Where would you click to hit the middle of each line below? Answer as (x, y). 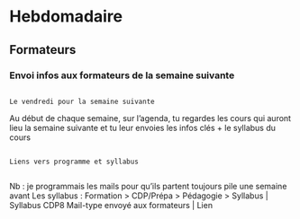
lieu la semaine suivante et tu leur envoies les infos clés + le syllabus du (143, 127)
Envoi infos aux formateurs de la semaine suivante (122, 75)
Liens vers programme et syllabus (74, 162)
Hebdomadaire (66, 17)
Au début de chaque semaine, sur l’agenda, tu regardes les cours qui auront (150, 118)
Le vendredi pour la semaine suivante (82, 101)
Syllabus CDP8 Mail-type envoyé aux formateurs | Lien (111, 205)
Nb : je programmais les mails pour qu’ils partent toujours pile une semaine (148, 186)
